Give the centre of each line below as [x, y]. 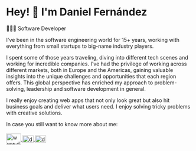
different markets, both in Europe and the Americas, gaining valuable [90, 70]
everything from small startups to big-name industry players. [80, 46]
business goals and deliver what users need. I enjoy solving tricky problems [98, 106]
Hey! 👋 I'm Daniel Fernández [77, 12]
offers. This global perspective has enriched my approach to [80, 83]
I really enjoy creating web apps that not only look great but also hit [88, 100]
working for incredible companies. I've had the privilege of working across [97, 64]
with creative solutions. [35, 113]
